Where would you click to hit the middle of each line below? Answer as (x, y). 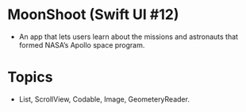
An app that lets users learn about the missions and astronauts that (129, 37)
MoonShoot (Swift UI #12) (93, 15)
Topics (30, 77)
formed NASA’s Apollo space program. (82, 44)
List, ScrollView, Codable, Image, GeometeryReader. (104, 99)
